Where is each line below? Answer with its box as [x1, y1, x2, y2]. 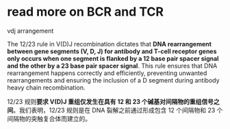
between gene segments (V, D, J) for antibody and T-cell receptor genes [7, 47, 217, 55]
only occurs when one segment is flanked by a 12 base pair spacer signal [7, 54, 219, 62]
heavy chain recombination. [7, 83, 86, 91]
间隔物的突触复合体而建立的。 [7, 114, 91, 123]
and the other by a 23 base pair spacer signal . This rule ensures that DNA [7, 61, 218, 70]
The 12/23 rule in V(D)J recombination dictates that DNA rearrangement [7, 40, 212, 48]
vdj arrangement [7, 27, 54, 35]
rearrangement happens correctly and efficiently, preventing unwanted [7, 69, 207, 77]
